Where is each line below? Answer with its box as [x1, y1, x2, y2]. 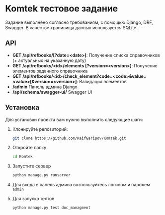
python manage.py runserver [12, 173, 71, 178]
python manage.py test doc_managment [12, 205, 91, 211]
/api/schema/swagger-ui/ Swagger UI [12, 89, 92, 95]
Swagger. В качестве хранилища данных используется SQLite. [5, 24, 138, 30]
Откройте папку [12, 145, 47, 151]
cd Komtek [12, 154, 33, 159]
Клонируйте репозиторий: [12, 126, 68, 132]
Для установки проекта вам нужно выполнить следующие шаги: [5, 116, 143, 122]
